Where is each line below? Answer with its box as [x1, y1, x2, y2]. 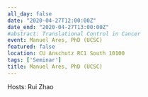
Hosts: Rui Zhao [7, 82, 54, 91]
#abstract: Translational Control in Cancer [7, 30, 141, 38]
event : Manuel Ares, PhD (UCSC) [7, 37, 103, 44]
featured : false [7, 43, 55, 50]
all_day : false [7, 10, 52, 18]
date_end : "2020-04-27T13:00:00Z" [7, 23, 110, 30]
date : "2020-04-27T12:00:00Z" [7, 17, 97, 24]
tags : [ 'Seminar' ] [7, 57, 62, 64]
